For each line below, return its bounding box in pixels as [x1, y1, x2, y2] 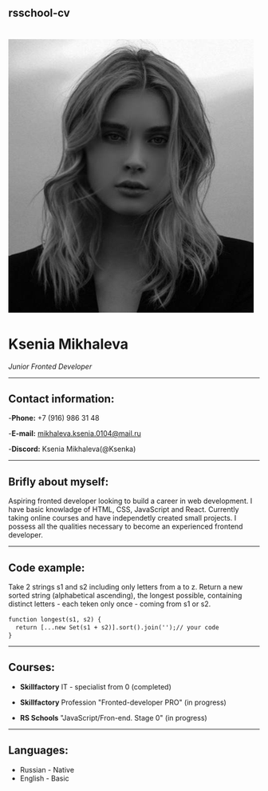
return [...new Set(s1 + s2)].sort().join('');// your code [15, 623, 219, 631]
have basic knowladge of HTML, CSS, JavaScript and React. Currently [8, 505, 239, 514]
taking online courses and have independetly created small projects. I [8, 513, 237, 523]
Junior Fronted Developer [8, 362, 93, 371]
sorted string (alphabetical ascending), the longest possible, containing [8, 590, 242, 600]
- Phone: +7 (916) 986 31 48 [8, 413, 100, 423]
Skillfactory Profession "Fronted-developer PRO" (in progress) [19, 697, 227, 707]
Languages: [8, 744, 69, 757]
